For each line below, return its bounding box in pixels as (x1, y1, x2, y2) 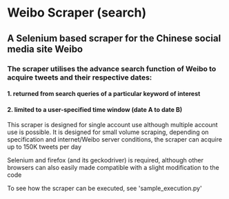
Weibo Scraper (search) (7, 5, 147, 21)
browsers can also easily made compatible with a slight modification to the (7, 164, 219, 172)
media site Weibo (7, 43, 83, 55)
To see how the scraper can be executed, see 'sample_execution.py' (7, 184, 202, 193)
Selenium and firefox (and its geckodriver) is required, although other (7, 156, 203, 164)
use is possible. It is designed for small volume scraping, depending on (7, 128, 209, 136)
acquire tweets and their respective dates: (7, 73, 152, 82)
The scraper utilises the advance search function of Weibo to (7, 64, 217, 73)
